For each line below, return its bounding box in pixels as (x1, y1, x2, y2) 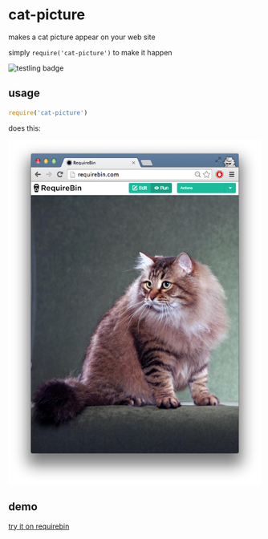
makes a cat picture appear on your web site (8, 32, 156, 42)
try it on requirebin (8, 521, 70, 531)
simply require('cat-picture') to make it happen (8, 47, 173, 57)
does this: (8, 123, 42, 133)
